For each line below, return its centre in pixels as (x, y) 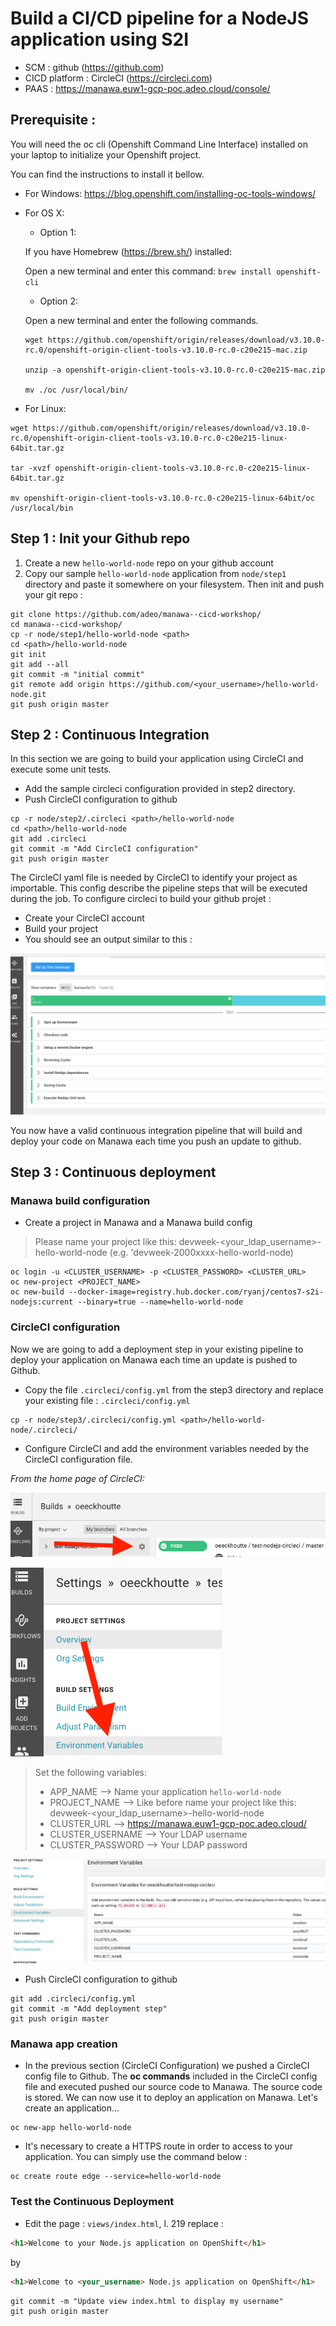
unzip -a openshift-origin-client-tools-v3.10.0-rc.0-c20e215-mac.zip (175, 370)
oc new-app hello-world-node (71, 2128)
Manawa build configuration (80, 1201)
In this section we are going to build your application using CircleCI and (157, 759)
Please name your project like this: (105, 1242)
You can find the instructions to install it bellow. (107, 174)
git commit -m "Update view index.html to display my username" (147, 2301)
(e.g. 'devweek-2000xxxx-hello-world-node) (201, 1253)
